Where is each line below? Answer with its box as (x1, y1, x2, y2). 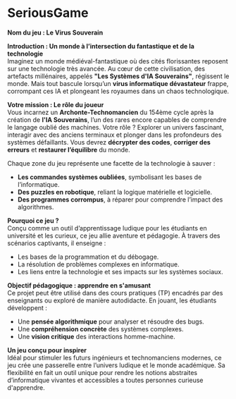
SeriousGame (7, 5, 89, 21)
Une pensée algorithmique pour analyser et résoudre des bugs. (17, 317, 204, 326)
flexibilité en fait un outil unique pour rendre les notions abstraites (7, 368, 198, 376)
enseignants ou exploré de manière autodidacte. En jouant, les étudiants (7, 296, 217, 305)
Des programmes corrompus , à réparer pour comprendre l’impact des (17, 195, 223, 204)
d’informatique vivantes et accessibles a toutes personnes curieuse (7, 376, 204, 384)
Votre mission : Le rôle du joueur (7, 100, 104, 109)
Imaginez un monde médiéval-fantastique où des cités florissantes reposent (7, 56, 228, 65)
